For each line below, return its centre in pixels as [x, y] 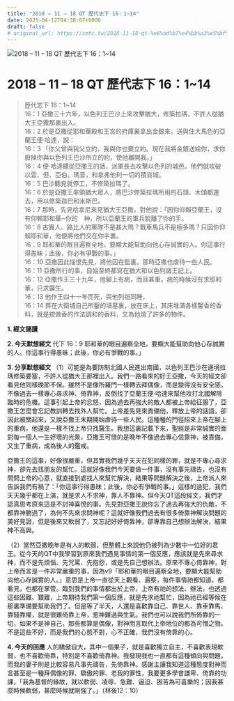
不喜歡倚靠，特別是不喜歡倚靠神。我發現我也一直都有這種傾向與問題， [126, 656]
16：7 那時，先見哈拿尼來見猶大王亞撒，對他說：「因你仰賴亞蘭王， [120, 210]
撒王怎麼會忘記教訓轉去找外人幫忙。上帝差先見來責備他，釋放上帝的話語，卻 [117, 411]
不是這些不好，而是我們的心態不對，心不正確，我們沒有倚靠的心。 [102, 632]
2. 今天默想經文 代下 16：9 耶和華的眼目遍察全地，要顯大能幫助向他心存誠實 [116, 344]
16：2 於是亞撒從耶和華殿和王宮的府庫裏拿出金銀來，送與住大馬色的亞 [125, 131]
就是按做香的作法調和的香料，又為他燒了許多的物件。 [113, 314]
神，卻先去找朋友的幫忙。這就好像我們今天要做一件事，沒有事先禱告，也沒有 [117, 469]
